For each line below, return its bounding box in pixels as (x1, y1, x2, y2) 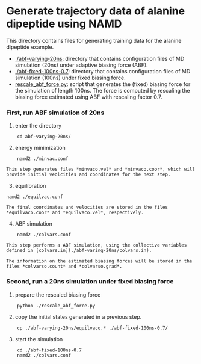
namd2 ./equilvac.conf (6, 194, 63, 200)
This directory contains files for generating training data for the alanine (6, 37, 182, 44)
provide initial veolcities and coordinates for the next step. (6, 171, 171, 178)
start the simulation (14, 335, 63, 342)
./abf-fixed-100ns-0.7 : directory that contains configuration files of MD (14, 67, 191, 75)
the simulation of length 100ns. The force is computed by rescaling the (14, 87, 190, 94)
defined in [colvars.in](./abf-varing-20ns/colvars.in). (6, 248, 152, 254)
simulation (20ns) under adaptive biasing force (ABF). (14, 61, 149, 69)
